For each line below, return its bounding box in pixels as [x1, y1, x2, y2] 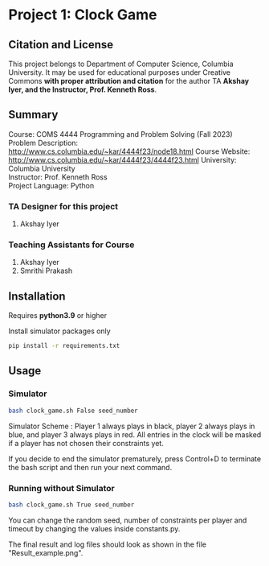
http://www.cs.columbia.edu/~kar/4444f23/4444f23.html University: [8, 155, 237, 164]
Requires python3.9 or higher [8, 311, 108, 320]
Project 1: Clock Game [8, 6, 158, 24]
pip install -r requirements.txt [8, 342, 120, 350]
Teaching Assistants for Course [8, 239, 135, 250]
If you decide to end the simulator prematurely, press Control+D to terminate [8, 453, 262, 464]
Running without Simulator [8, 482, 115, 494]
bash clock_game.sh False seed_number [8, 407, 138, 415]
